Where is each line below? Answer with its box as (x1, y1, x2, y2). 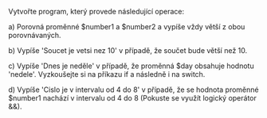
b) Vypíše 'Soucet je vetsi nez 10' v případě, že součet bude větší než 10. (8, 46, 248, 55)
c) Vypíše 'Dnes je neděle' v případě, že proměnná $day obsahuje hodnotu (8, 61, 254, 70)
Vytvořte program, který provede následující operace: (8, 7, 185, 16)
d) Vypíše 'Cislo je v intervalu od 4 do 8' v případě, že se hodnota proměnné (8, 85, 259, 94)
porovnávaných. (8, 31, 61, 40)
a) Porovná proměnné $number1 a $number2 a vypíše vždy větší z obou (8, 22, 245, 31)
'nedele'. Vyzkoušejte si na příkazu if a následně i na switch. (8, 70, 206, 78)
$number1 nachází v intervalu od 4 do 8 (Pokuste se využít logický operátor (8, 93, 257, 102)
